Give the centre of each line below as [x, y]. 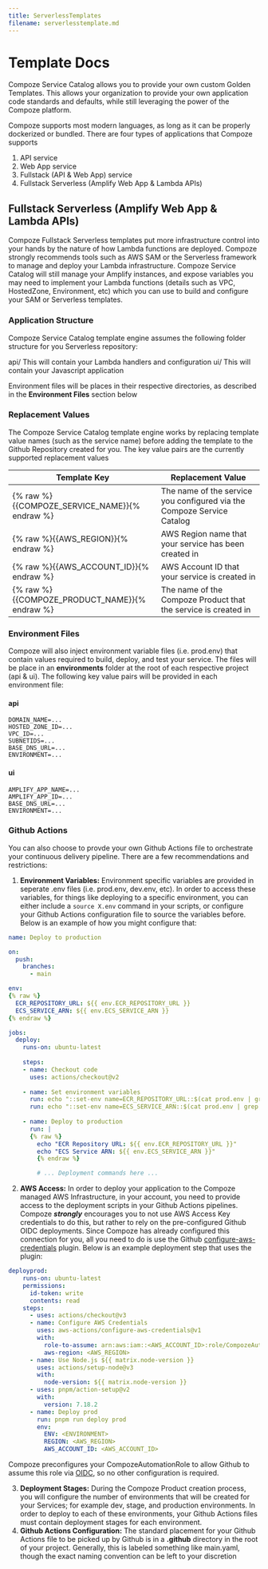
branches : [39, 967]
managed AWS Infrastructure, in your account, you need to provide [130, 1197]
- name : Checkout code [60, 1070]
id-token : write [56, 1293]
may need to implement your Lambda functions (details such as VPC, [122, 283]
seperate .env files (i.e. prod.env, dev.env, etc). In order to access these [138, 889]
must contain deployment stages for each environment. [111, 1523]
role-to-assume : [71, 1345]
